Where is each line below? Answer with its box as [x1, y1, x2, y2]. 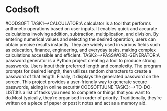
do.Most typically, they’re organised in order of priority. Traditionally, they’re [5, 94, 162, 101]
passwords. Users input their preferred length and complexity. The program [5, 63, 161, 69]
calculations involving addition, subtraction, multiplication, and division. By [5, 31, 159, 37]
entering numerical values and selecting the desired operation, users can [5, 36, 156, 42]
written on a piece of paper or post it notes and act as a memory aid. [5, 100, 147, 106]
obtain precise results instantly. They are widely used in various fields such [5, 41, 160, 47]
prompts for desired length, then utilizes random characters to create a [5, 68, 152, 74]
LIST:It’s [5, 89, 22, 95]
